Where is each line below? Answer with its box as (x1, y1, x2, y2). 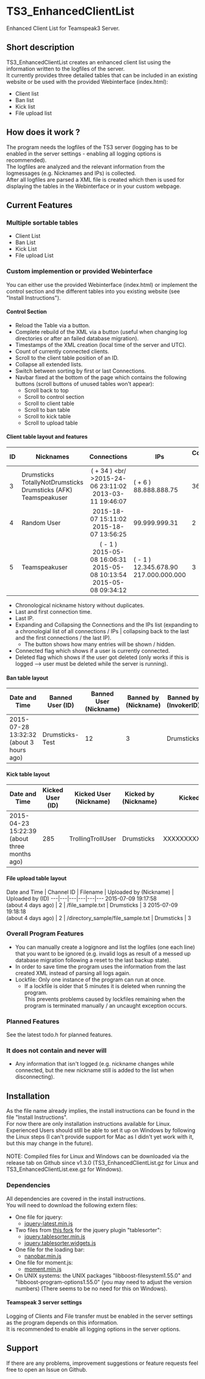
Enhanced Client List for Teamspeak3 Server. (6, 24, 120, 32)
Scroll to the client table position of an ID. (15, 354, 119, 362)
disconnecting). (15, 1073, 55, 1080)
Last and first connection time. (15, 608, 92, 615)
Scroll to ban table (24, 406, 70, 414)
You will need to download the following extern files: (6, 1201, 138, 1209)
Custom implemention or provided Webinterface (6, 267, 153, 276)
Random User (21, 518, 61, 527)
